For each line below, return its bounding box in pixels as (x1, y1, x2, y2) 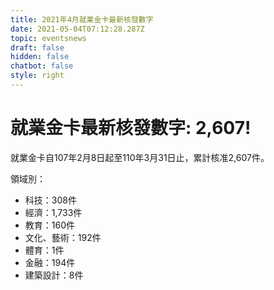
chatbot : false (10, 61, 74, 71)
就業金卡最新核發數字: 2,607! (10, 117, 252, 140)
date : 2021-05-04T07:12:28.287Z (10, 24, 145, 34)
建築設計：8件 (24, 269, 84, 281)
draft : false (10, 42, 65, 53)
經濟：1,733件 (24, 206, 83, 218)
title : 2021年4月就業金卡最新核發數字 (10, 14, 154, 25)
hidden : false (10, 52, 70, 62)
